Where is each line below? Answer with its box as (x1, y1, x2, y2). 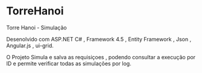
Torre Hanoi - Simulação (6, 24, 68, 31)
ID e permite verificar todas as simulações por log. (6, 60, 131, 67)
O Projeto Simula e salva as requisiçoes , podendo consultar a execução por (6, 53, 196, 60)
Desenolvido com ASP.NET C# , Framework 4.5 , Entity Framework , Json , (6, 35, 192, 42)
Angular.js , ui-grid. (6, 42, 54, 49)
